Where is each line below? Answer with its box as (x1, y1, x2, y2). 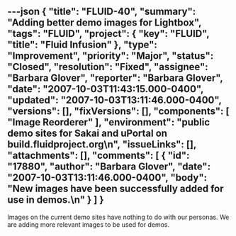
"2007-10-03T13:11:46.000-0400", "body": (7, 172, 208, 184)
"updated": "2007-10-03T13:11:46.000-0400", (7, 94, 222, 106)
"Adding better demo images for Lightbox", (7, 17, 202, 29)
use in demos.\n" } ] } (7, 194, 104, 206)
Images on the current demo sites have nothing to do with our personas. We (7, 213, 230, 221)
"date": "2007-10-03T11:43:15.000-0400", (7, 83, 204, 95)
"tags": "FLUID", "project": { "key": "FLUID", (7, 28, 210, 40)
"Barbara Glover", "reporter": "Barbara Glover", (7, 72, 223, 84)
